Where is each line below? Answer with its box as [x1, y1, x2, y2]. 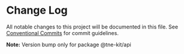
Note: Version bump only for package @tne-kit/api [6, 41, 132, 48]
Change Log [6, 4, 68, 17]
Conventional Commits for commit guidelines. [6, 29, 119, 36]
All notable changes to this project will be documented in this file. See [6, 23, 179, 30]
